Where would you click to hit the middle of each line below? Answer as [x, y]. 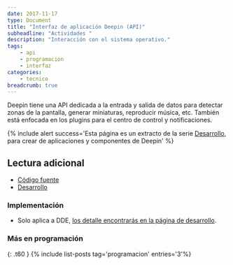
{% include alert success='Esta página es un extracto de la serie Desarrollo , [117, 134]
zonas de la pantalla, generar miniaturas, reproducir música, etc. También [113, 113]
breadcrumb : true [33, 85]
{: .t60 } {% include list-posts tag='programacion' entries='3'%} [99, 254]
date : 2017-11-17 [33, 14]
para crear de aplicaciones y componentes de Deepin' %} [91, 141]
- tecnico [34, 79]
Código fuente [38, 180]
